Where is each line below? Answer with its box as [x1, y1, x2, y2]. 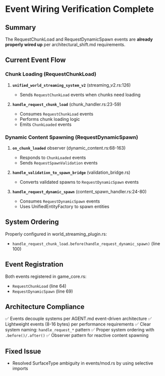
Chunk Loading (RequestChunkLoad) [5, 71, 97, 78]
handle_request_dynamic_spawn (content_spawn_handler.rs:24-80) [12, 188, 147, 194]
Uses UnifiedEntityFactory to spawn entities [19, 203, 110, 209]
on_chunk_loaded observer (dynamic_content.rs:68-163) [12, 145, 126, 151]
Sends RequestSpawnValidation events [19, 160, 98, 165]
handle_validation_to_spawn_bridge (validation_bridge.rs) [12, 169, 130, 175]
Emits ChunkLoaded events [19, 121, 72, 127]
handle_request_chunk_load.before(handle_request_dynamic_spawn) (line [12, 240, 160, 246]
